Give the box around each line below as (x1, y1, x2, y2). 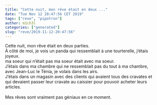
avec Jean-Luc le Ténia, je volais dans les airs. (5, 69, 98, 74)
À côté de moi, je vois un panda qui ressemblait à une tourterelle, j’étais (5, 48, 148, 54)
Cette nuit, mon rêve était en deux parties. (5, 43, 90, 48)
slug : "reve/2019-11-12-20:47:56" (5, 30, 76, 34)
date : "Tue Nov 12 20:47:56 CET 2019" (5, 12, 84, 16)
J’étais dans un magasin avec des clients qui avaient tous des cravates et (5, 74, 153, 79)
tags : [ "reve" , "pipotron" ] (5, 16, 62, 21)
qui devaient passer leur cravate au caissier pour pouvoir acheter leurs (5, 79, 147, 85)
